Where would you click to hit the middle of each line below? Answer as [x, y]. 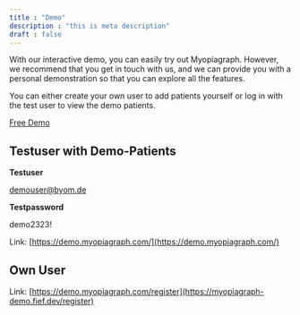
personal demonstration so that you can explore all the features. [127, 79]
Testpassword [37, 208]
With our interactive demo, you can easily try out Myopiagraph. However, [144, 60]
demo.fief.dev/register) [51, 301]
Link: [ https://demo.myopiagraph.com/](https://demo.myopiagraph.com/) [144, 242]
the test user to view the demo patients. [82, 106]
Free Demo [30, 123]
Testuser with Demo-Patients [93, 151]
